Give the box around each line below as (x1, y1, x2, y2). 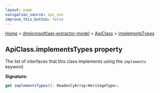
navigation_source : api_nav (5, 12, 64, 17)
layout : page (5, 7, 32, 13)
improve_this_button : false (5, 17, 64, 22)
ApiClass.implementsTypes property (5, 45, 122, 53)
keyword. (5, 64, 24, 70)
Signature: (5, 73, 27, 79)
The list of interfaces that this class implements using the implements (5, 58, 146, 64)
